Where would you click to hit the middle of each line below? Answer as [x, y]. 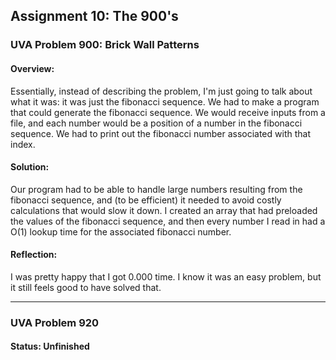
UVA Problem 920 [55, 322]
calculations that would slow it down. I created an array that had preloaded [164, 210]
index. [23, 144]
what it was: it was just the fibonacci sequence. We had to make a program [165, 101]
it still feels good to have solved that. [86, 287]
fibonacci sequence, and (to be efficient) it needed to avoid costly [146, 200]
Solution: [30, 167]
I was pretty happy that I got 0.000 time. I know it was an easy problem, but [166, 276]
